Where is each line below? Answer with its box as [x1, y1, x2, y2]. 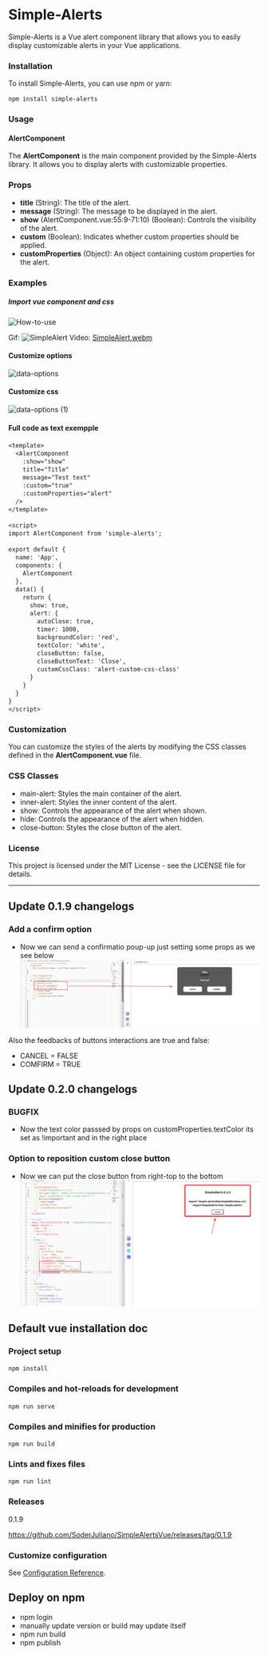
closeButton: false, [37, 650, 105, 658]
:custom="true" [22, 482, 73, 490]
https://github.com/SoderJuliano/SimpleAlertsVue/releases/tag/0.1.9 [8, 1530, 232, 1539]
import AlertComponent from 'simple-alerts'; [8, 530, 162, 538]
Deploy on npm [8, 1591, 85, 1605]
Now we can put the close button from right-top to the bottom [19, 1171, 223, 1180]
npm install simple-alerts [8, 95, 98, 103]
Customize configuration [8, 1550, 108, 1561]
